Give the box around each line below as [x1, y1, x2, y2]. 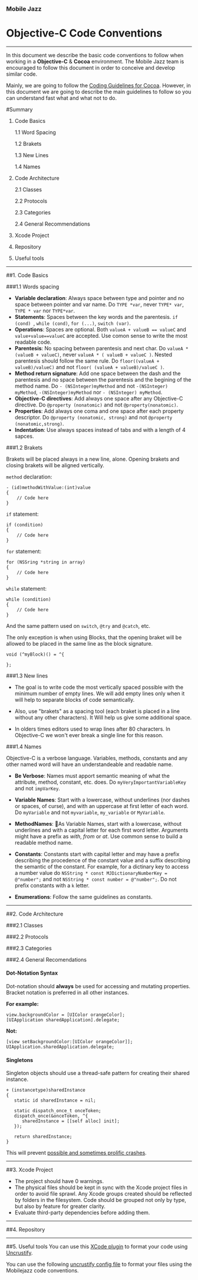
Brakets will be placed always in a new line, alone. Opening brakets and [6, 455, 180, 463]
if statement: [6, 510, 39, 517]
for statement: [6, 548, 42, 555]
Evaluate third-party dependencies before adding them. [14, 1209, 150, 1216]
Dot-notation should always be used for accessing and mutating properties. [6, 983, 190, 990]
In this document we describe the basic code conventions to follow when [6, 51, 184, 58]
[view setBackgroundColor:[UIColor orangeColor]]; [6, 1039, 133, 1045]
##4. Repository [6, 1226, 45, 1233]
